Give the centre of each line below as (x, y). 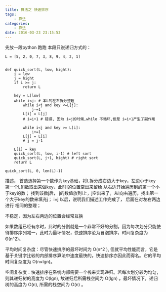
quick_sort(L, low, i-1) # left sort (53, 154)
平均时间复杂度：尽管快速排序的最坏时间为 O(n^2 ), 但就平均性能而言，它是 (82, 249)
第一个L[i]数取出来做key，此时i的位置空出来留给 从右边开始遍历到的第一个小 (82, 187)
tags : (11, 14)
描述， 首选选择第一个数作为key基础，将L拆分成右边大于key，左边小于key (81, 181)
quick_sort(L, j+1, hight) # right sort (56, 158)
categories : (17, 23)
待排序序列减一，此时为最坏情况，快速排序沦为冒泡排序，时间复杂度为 (77, 232)
